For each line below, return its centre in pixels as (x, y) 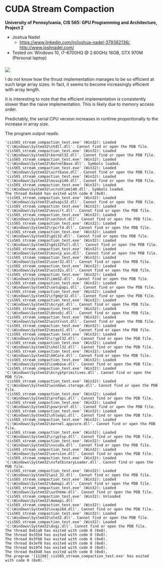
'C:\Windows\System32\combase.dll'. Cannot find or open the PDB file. (79, 364)
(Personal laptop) (29, 58)
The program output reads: (32, 133)
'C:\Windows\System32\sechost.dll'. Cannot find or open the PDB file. (79, 219)
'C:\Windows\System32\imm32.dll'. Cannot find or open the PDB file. (77, 279)
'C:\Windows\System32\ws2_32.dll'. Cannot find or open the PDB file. (78, 475)
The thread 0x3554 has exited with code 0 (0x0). (56, 535)
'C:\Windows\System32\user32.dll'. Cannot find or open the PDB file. (78, 262)
